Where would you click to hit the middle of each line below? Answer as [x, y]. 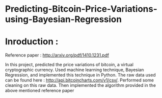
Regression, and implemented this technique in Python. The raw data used [81, 75]
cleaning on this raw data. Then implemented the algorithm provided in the [81, 85]
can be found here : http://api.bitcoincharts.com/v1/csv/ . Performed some [80, 80]
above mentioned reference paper [40, 91]
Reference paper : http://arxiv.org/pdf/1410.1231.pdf [57, 55]
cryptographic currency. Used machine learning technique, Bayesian [74, 70]
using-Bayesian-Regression [63, 19]
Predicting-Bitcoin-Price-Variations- [81, 9]
